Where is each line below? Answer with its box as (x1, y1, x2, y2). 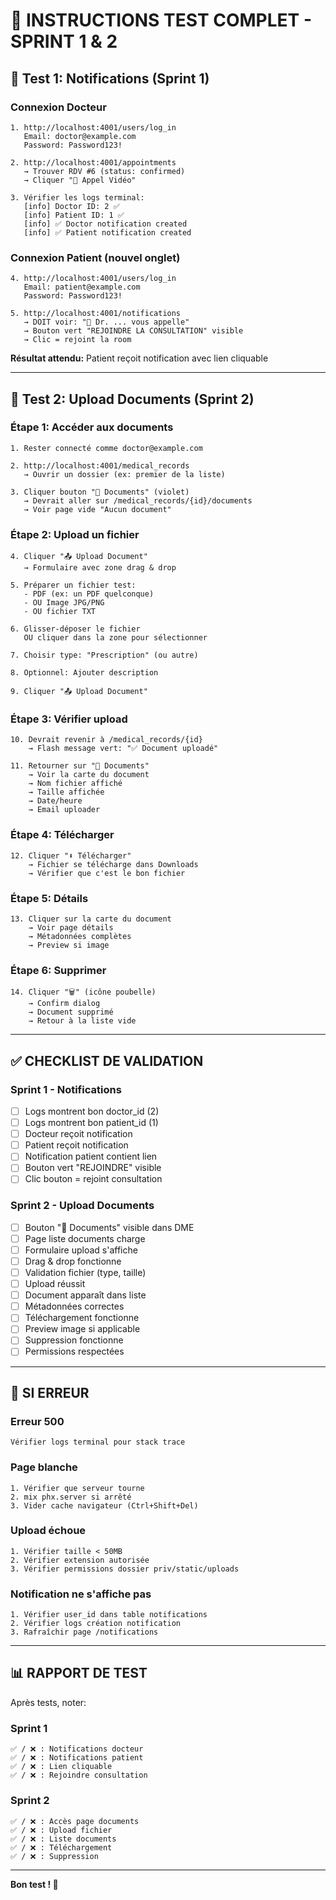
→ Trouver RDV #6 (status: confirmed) (23, 166, 186, 176)
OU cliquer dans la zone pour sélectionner (23, 633, 208, 643)
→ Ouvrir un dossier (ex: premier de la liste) (23, 469, 226, 479)
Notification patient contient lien (24, 1150, 158, 1163)
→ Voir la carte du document (28, 770, 150, 780)
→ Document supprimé (28, 1007, 114, 1018)
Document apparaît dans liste (24, 1289, 147, 1301)
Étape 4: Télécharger (10, 828, 115, 842)
